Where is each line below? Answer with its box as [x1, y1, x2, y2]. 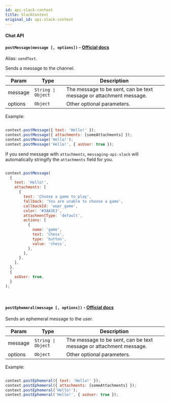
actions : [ [23, 217, 47, 223]
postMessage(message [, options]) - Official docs [5, 44, 110, 50]
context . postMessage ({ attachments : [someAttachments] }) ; [5, 132, 133, 137]
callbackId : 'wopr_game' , [23, 203, 78, 208]
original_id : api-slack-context [5, 17, 73, 22]
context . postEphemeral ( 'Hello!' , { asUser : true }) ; [5, 392, 119, 397]
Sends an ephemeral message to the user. [5, 315, 94, 322]
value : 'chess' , [32, 241, 67, 246]
